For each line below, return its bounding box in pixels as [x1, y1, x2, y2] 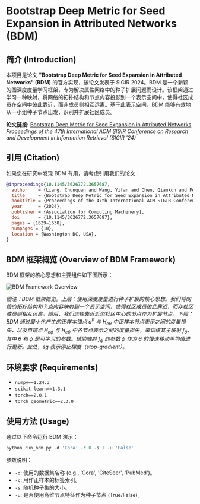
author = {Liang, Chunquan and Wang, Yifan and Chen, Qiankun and [11, 187, 187, 193]
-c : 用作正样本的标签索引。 [14, 476, 81, 483]
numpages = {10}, [11, 226, 55, 232]
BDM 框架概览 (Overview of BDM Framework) [6, 254, 176, 265]
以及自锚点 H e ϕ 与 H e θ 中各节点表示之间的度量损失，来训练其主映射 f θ [16, 327, 188, 335]
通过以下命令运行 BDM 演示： [6, 433, 78, 440]
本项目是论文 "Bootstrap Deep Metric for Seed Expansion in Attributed [6, 71, 182, 78]
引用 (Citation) [6, 153, 60, 163]
